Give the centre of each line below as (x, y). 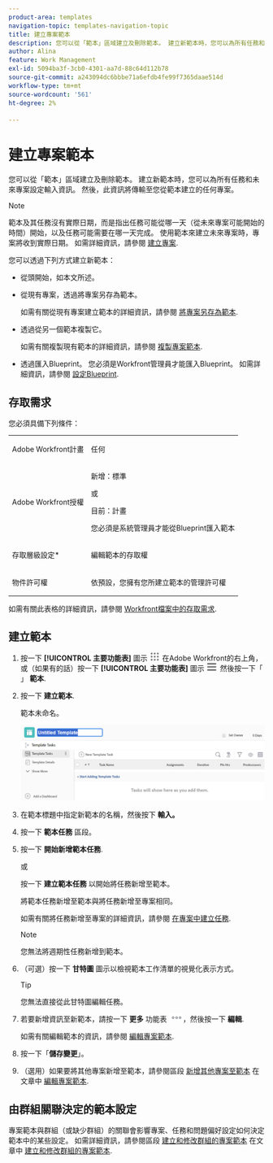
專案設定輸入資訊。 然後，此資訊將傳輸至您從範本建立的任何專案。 (126, 189)
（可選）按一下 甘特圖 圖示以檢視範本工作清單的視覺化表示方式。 (129, 969)
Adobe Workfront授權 (48, 502)
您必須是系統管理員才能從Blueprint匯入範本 (163, 528)
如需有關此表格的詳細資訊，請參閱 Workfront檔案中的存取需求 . (113, 609)
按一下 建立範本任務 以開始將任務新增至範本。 (97, 884)
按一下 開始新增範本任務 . (61, 849)
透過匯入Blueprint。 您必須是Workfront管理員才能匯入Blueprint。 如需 (137, 364)
